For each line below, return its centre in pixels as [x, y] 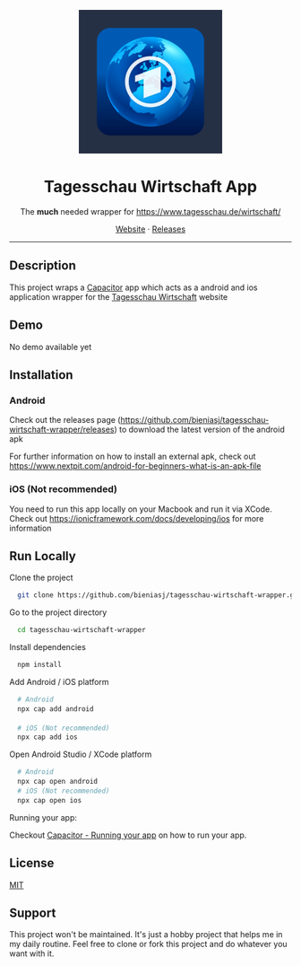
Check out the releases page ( [65, 420]
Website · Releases [150, 229]
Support [33, 913]
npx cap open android [58, 782]
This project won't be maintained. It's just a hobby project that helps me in [146, 935]
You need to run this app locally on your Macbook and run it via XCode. [141, 509]
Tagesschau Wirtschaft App [150, 187]
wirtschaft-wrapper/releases [62, 430]
